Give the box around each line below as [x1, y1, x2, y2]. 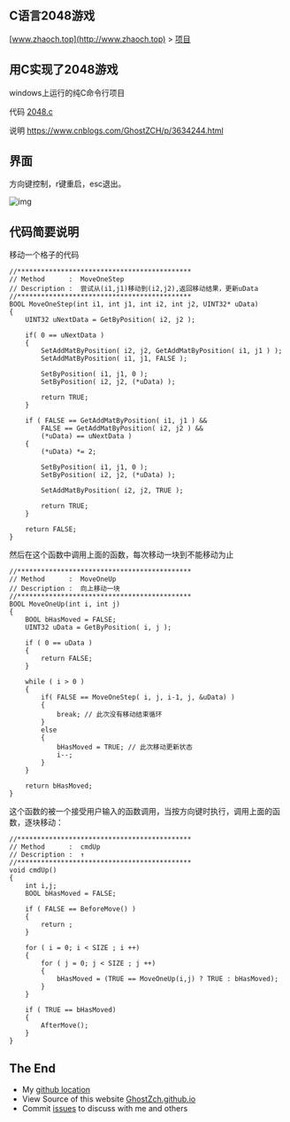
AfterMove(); [41, 1021, 89, 1031]
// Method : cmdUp [9, 843, 101, 851]
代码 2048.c [9, 106, 53, 117]
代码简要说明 [9, 224, 80, 239]
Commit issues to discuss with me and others [21, 1103, 188, 1114]
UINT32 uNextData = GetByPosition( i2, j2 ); [25, 316, 196, 325]
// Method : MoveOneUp [9, 575, 117, 584]
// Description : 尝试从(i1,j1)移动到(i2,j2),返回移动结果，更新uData [9, 285, 259, 294]
